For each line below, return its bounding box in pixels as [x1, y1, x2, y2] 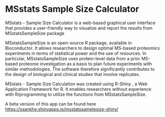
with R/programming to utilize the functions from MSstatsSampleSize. [5, 91, 147, 97]
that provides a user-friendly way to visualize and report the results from [5, 25, 153, 31]
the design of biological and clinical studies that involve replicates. [5, 71, 140, 77]
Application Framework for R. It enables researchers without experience [5, 86, 152, 92]
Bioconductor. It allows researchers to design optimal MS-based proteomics [5, 45, 160, 51]
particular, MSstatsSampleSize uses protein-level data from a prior [5, 55, 141, 61]
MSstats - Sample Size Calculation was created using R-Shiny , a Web [5, 80, 148, 87]
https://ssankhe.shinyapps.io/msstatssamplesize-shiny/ [5, 106, 119, 112]
